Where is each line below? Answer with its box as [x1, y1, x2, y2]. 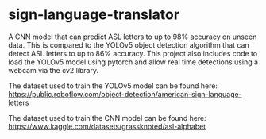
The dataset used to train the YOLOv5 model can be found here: [8, 81, 218, 91]
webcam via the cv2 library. [8, 65, 99, 75]
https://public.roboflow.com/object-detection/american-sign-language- [8, 89, 242, 98]
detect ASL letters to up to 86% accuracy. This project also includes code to [8, 48, 258, 58]
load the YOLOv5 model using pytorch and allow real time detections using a [8, 57, 259, 67]
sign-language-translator [8, 6, 180, 24]
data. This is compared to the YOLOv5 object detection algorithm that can [8, 40, 249, 49]
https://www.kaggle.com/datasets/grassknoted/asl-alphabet [8, 122, 206, 131]
